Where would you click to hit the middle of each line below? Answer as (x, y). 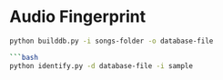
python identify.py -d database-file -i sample (101, 65)
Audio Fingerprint (78, 17)
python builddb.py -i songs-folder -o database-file (111, 41)
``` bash (24, 57)
